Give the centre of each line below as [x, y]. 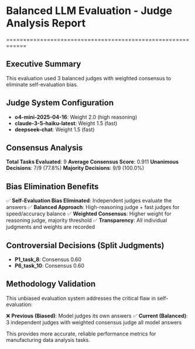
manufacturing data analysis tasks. [48, 340]
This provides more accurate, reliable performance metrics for [81, 333]
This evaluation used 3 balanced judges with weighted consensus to [89, 78]
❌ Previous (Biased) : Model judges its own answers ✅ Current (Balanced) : [97, 316]
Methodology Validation [51, 284]
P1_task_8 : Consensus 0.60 [48, 259]
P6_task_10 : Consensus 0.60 [49, 266]
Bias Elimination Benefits [52, 187]
